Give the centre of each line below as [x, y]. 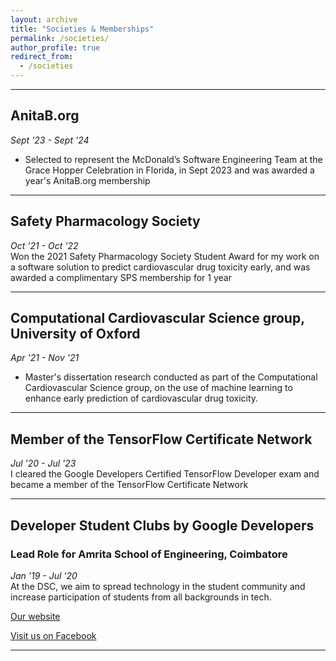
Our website [35, 616]
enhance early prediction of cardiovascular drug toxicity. [141, 398]
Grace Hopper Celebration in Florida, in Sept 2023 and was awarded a [169, 170]
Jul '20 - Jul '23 [43, 463]
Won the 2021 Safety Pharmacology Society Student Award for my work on [165, 256]
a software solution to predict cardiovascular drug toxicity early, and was [160, 267]
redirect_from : [42, 57]
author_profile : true [55, 47]
